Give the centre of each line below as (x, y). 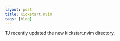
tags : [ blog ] (19, 19)
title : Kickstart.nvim (29, 14)
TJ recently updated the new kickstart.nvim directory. (60, 33)
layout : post (19, 10)
